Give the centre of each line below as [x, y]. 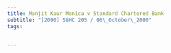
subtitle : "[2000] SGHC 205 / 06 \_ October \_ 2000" [80, 20]
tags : [15, 26]
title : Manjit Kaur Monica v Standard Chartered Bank [86, 13]
